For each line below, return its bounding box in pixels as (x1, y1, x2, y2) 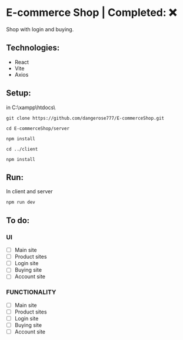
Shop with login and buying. (6, 25, 74, 32)
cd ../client (6, 146, 38, 152)
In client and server (6, 188, 53, 195)
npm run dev (6, 199, 35, 206)
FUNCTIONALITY (6, 288, 56, 296)
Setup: (6, 88, 31, 98)
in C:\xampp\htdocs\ (6, 104, 56, 111)
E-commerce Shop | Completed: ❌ (6, 6, 177, 19)
